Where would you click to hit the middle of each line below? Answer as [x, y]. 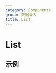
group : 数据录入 [21, 15]
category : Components [28, 10]
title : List [18, 19]
